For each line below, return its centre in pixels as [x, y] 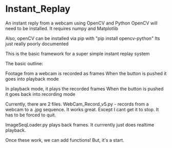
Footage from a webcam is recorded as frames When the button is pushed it [86, 73]
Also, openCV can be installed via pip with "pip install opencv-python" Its [83, 38]
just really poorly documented [37, 43]
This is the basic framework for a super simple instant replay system [78, 54]
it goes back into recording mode [40, 94]
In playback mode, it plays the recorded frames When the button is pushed [84, 89]
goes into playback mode [32, 79]
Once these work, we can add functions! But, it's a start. [65, 140]
